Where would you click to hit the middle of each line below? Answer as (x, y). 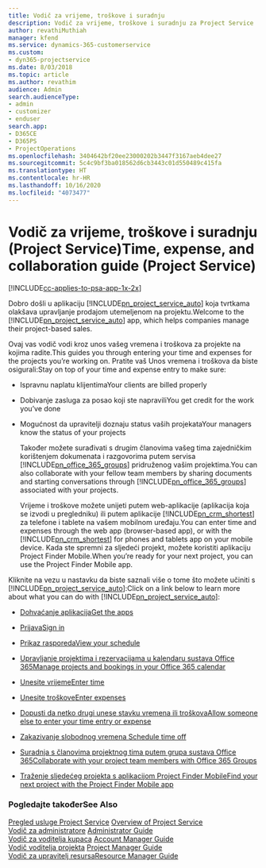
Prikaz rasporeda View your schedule (80, 642)
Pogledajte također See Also (63, 804)
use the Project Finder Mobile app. (76, 564)
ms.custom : (26, 52)
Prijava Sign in (42, 627)
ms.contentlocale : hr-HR (49, 178)
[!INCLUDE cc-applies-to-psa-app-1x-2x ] (75, 287)
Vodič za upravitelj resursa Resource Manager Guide (93, 855)
